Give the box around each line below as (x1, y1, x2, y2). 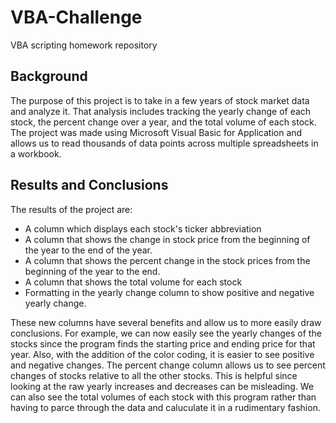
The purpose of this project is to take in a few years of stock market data (10, 94, 310, 106)
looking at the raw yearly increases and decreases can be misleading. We (10, 380, 315, 392)
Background (10, 68, 88, 85)
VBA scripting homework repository (10, 39, 158, 51)
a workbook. (10, 147, 62, 160)
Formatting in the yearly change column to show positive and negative (24, 286, 315, 298)
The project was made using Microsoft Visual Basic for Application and (10, 126, 303, 138)
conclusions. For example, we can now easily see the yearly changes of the (10, 327, 322, 339)
